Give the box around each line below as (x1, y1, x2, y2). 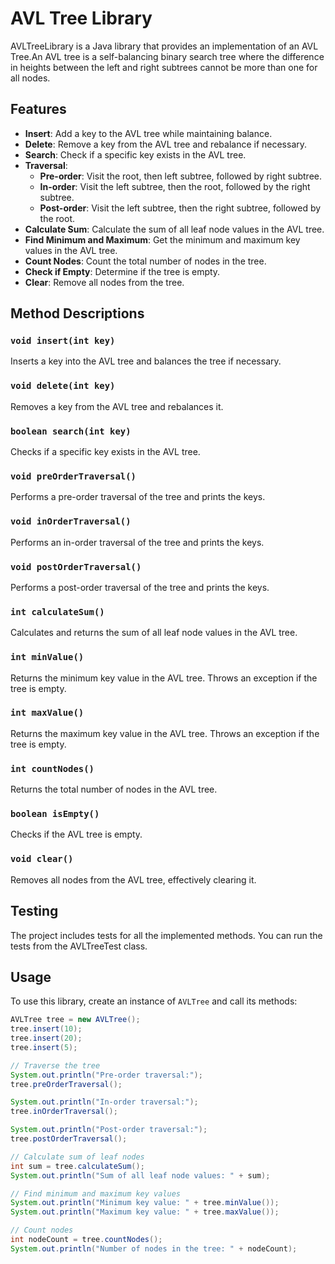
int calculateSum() (10, 606, 105, 617)
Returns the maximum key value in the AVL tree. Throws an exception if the (10, 727, 320, 739)
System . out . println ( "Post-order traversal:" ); (10, 1125, 208, 1135)
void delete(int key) (10, 380, 116, 392)
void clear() (10, 853, 74, 865)
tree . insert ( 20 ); (10, 1033, 83, 1044)
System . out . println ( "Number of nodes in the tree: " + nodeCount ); (10, 1243, 298, 1254)
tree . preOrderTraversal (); (10, 1079, 123, 1089)
